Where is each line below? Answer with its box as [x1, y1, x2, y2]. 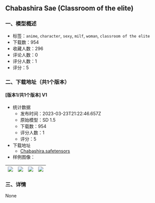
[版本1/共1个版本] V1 [5, 92, 47, 98]
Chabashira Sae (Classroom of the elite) [5, 4, 134, 13]
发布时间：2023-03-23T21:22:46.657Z [20, 110, 101, 116]
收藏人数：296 [12, 45, 44, 51]
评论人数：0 [12, 52, 38, 58]
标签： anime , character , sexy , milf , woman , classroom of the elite [12, 32, 150, 39]
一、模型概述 [5, 20, 37, 27]
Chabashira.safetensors [20, 148, 70, 154]
